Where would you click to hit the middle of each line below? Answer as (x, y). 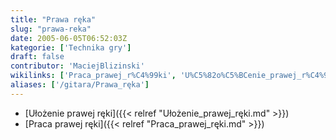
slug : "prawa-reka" (51, 29)
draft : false (37, 57)
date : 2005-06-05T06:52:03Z (69, 38)
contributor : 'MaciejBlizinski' (77, 66)
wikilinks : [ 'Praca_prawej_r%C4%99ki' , (93, 76)
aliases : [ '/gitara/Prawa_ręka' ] (80, 85)
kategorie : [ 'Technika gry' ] (71, 47)
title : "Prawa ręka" (53, 19)
